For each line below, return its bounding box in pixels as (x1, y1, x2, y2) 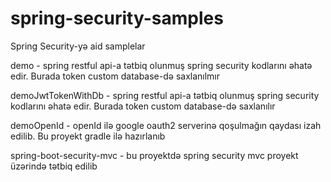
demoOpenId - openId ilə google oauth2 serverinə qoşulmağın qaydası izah (10, 119, 322, 131)
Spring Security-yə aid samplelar (10, 40, 146, 52)
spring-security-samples (10, 7, 224, 30)
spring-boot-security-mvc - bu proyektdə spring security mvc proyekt (10, 149, 299, 161)
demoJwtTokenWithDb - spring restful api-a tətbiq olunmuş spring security (10, 89, 320, 101)
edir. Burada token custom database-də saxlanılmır (10, 70, 221, 82)
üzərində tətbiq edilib (10, 160, 98, 172)
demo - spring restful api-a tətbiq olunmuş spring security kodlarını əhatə (10, 59, 313, 71)
